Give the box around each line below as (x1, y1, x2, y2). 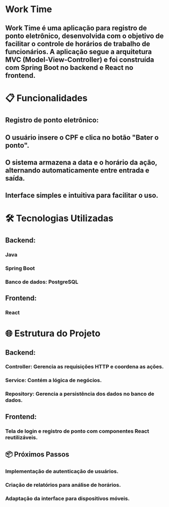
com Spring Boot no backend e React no (5, 63, 134, 72)
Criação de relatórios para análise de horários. (5, 481, 121, 488)
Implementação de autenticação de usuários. (5, 468, 119, 475)
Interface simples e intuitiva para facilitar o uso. (5, 191, 159, 200)
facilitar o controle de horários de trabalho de (5, 39, 150, 48)
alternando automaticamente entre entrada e (5, 166, 150, 175)
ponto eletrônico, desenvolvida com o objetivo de (5, 31, 164, 40)
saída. (5, 174, 25, 183)
